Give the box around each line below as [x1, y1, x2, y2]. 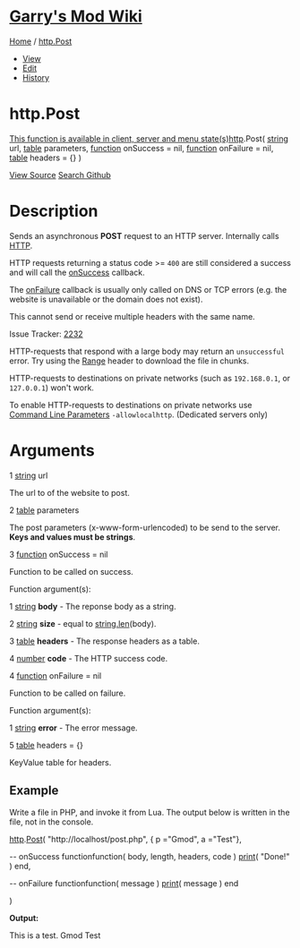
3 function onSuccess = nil [9, 549, 108, 559]
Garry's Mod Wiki [9, 6, 143, 27]
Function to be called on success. [9, 566, 134, 576]
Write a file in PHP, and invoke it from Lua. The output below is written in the [9, 807, 290, 817]
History [21, 72, 50, 82]
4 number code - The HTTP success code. [9, 653, 168, 663]
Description [9, 201, 99, 221]
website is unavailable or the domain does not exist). [9, 294, 203, 304]
